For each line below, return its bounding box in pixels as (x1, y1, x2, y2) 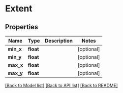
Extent (5, 3, 32, 14)
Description (45, 38, 73, 44)
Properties (5, 23, 38, 31)
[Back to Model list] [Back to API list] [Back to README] (5, 83, 118, 88)
